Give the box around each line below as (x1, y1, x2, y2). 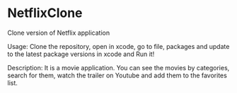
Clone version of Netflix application (7, 28, 110, 37)
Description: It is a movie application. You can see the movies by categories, (7, 63, 230, 72)
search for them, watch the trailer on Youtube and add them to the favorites (7, 71, 228, 80)
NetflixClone (7, 5, 83, 21)
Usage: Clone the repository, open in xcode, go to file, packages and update (7, 42, 230, 50)
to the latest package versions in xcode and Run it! (7, 50, 155, 58)
